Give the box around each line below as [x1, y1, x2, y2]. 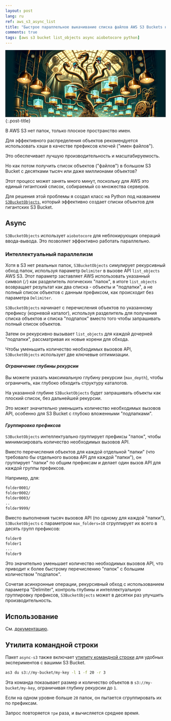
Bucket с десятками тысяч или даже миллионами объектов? [5, 168, 137, 174]
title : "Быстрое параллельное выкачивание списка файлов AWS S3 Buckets [5, 24, 163, 30]
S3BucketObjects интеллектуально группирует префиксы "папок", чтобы [5, 434, 161, 440]
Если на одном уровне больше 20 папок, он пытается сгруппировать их [5, 694, 162, 701]
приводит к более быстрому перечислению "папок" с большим [5, 566, 145, 572]
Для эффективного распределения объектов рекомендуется [5, 137, 138, 143]
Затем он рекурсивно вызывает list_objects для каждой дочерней [5, 331, 153, 337]
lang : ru [5, 13, 24, 19]
